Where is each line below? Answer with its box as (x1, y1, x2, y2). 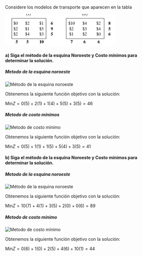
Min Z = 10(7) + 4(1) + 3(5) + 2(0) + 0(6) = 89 (5, 203, 96, 209)
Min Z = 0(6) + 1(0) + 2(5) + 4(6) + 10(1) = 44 (5, 246, 95, 252)
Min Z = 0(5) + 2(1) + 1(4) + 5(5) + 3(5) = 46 (5, 100, 93, 106)
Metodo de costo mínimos (5, 112, 60, 118)
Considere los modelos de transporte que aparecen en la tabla (5, 4, 132, 10)
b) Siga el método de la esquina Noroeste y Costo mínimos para (5, 155, 138, 161)
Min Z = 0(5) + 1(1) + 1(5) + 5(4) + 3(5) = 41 (5, 143, 91, 149)
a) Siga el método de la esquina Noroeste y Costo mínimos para (5, 52, 138, 58)
